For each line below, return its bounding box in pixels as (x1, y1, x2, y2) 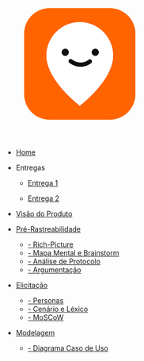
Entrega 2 (27, 194, 59, 203)
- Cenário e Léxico (27, 305, 89, 313)
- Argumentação (27, 265, 81, 275)
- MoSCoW (27, 313, 64, 322)
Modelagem (15, 328, 55, 337)
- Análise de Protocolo (27, 257, 101, 266)
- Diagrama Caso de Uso (27, 344, 108, 352)
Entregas (15, 163, 46, 172)
